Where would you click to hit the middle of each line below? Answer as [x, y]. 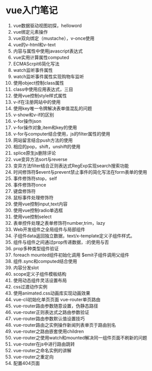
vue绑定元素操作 [31, 32]
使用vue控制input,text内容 [40, 204]
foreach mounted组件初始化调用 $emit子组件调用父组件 [71, 255]
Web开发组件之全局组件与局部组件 [49, 229]
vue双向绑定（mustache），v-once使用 [54, 38]
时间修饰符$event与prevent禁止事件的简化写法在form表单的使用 [80, 172]
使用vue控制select [32, 217]
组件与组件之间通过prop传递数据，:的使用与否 [61, 242]
